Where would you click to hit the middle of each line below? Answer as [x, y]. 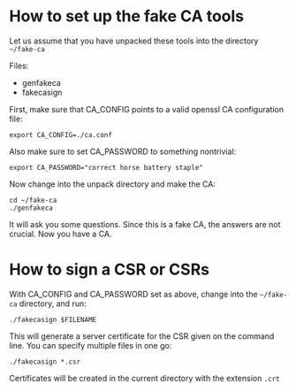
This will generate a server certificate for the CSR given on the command [142, 336]
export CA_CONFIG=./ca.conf [61, 135]
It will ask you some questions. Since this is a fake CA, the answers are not [145, 224]
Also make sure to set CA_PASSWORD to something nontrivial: [123, 151]
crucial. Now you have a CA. [61, 234]
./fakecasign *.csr [45, 361]
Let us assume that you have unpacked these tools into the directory [134, 41]
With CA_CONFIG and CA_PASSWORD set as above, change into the [133, 294]
